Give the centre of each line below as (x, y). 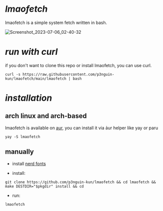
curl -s (13, 74)
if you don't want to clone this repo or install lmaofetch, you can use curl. (79, 65)
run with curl (31, 52)
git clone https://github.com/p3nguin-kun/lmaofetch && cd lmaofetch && (81, 182)
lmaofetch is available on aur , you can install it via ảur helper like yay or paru (82, 128)
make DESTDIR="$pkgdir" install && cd (44, 186)
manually (20, 152)
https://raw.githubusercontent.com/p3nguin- (69, 74)
